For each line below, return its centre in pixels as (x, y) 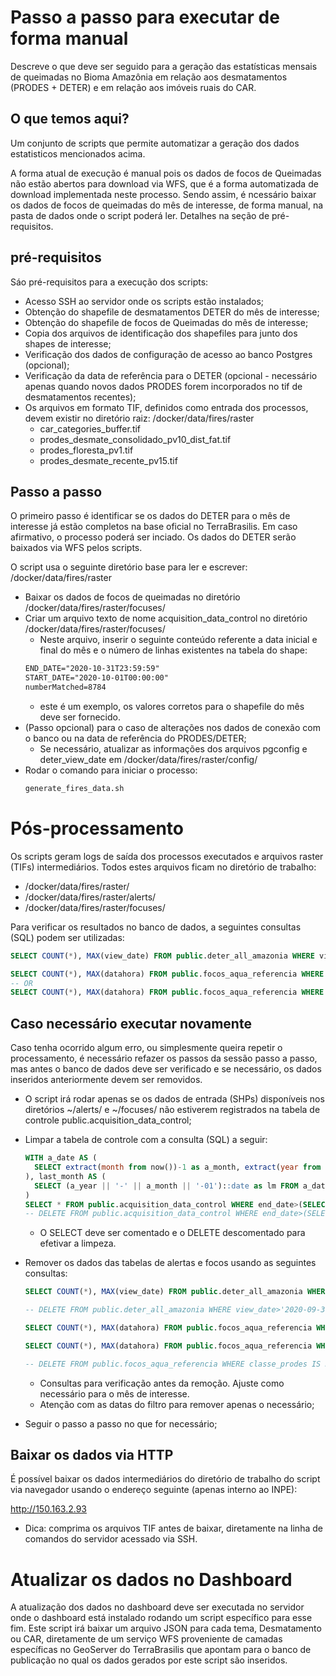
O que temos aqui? (70, 119)
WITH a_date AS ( (61, 1158)
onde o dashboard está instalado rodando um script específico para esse (161, 1618)
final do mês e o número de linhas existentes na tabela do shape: (173, 650)
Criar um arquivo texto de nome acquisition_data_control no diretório (166, 618)
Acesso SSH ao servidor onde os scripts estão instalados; (144, 301)
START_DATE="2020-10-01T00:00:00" (96, 678)
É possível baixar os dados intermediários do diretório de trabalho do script (165, 1479)
